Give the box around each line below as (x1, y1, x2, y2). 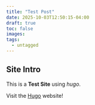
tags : (6, 37, 20, 43)
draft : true (6, 20, 36, 26)
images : (6, 31, 26, 37)
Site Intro (6, 64, 41, 75)
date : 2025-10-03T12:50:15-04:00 (6, 14, 90, 20)
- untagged (11, 43, 39, 49)
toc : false (6, 25, 33, 32)
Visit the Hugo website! (6, 92, 64, 99)
